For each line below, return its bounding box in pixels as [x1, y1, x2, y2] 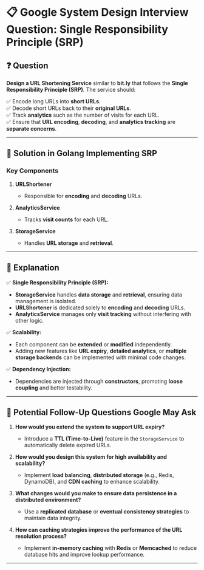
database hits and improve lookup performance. [24, 551, 144, 558]
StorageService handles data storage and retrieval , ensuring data [15, 290, 183, 298]
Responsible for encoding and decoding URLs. [24, 192, 143, 199]
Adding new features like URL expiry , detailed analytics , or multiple [15, 347, 187, 354]
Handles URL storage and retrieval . [24, 239, 114, 247]
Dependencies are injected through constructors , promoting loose [15, 377, 183, 385]
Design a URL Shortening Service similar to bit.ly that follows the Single [6, 80, 188, 86]
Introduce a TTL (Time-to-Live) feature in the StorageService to [24, 435, 185, 442]
